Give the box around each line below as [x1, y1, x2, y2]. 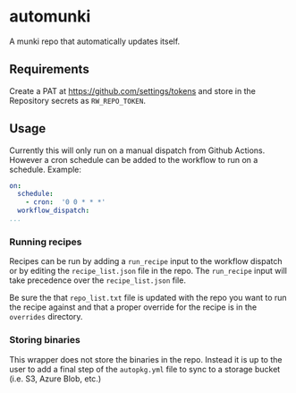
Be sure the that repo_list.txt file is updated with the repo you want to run [9, 293, 288, 303]
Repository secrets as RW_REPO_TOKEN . [9, 95, 146, 106]
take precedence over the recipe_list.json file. [9, 275, 186, 286]
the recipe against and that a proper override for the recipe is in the [9, 302, 258, 312]
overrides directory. [9, 312, 83, 322]
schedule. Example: [9, 164, 82, 175]
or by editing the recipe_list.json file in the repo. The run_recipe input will [9, 266, 288, 277]
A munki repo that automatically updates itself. [9, 36, 181, 47]
